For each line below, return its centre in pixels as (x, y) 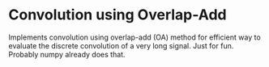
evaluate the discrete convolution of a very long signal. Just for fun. (121, 45)
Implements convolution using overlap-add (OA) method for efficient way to (134, 37)
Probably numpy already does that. (67, 54)
